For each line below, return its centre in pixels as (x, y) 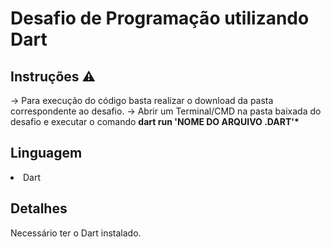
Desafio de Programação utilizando (160, 18)
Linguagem (46, 153)
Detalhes (39, 208)
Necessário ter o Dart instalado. (76, 233)
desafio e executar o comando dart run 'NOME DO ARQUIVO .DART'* (155, 121)
